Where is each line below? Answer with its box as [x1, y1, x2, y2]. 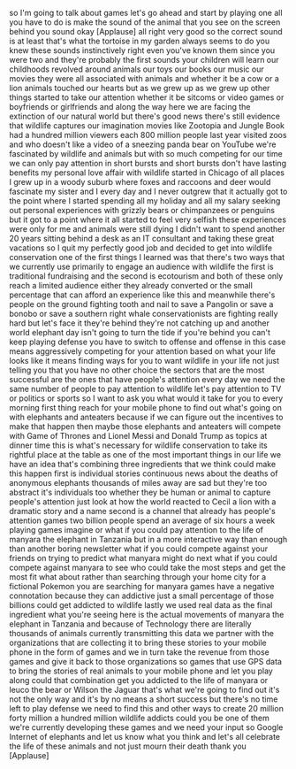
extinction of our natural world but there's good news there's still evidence [9, 111, 281, 121]
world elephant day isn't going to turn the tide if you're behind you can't [9, 327, 271, 337]
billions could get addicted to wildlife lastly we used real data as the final [9, 600, 273, 610]
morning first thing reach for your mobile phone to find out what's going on [9, 403, 283, 412]
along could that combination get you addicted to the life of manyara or [9, 675, 269, 685]
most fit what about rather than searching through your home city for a [9, 572, 267, 582]
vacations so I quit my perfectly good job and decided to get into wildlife [9, 242, 272, 253]
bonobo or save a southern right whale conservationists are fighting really [9, 309, 278, 319]
